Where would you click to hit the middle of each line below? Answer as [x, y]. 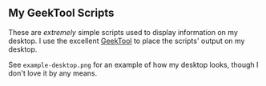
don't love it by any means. [53, 73]
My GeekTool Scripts [61, 13]
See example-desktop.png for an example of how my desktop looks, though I [133, 64]
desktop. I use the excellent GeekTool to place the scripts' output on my [127, 41]
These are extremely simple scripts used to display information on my [123, 32]
